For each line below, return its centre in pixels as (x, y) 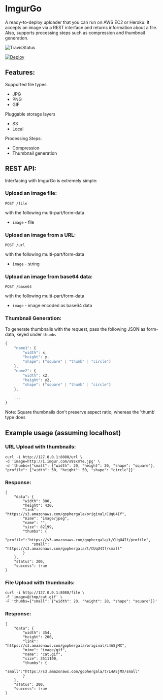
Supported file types (26, 84)
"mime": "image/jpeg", (46, 519)
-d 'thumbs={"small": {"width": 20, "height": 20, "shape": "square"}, (80, 466)
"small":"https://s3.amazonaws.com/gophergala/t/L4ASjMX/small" (72, 671)
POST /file (16, 203)
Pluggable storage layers (30, 114)
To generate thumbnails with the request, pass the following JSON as (75, 329)
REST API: (21, 169)
